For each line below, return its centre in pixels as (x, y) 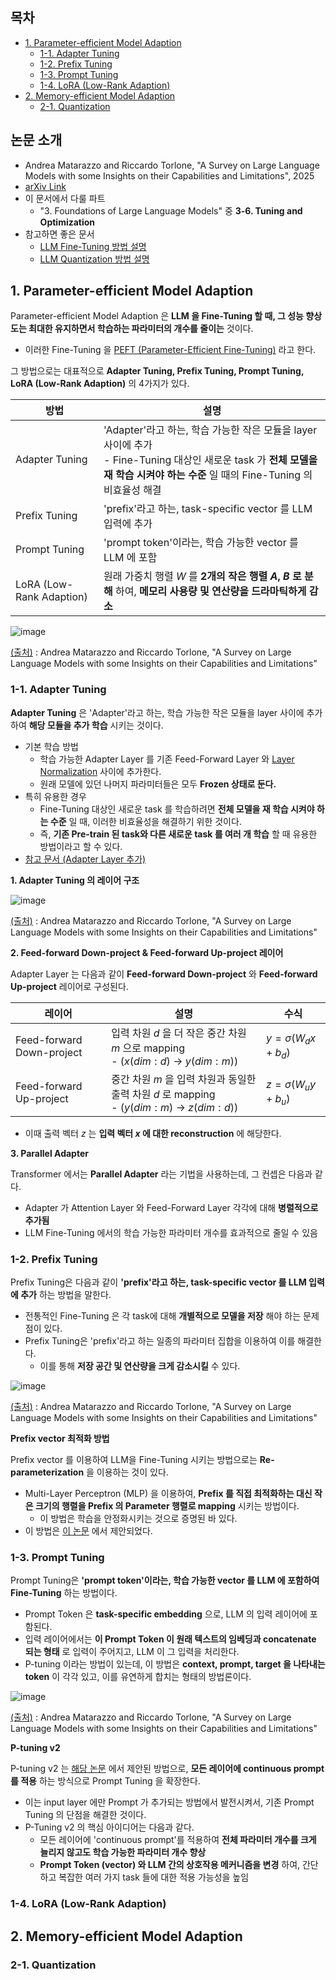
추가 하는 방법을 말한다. (66, 1295)
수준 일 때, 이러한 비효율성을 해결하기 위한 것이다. (145, 821)
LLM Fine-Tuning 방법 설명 (93, 246)
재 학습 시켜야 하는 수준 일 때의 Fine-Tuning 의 (208, 475)
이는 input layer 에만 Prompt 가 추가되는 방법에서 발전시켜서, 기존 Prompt (169, 1802)
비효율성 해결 (132, 490)
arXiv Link (45, 186)
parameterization (47, 1472)
